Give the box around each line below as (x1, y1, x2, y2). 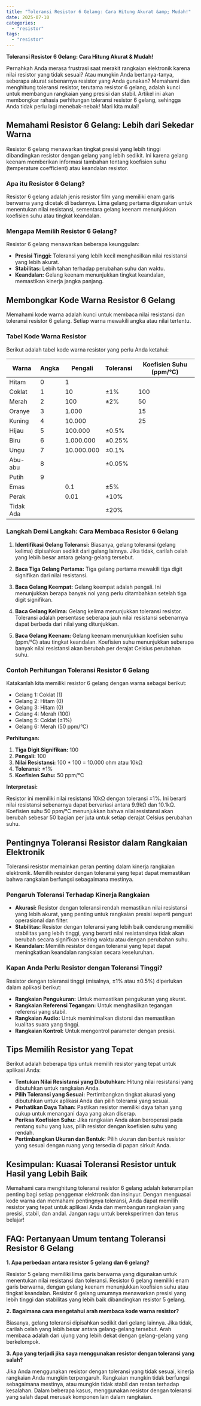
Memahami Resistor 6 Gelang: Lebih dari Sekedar (6, 120, 194, 131)
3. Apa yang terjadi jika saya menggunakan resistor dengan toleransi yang (6, 1350, 195, 1357)
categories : (6, 20, 36, 26)
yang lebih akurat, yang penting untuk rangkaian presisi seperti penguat (14, 911, 193, 918)
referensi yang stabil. (14, 1008, 67, 1015)
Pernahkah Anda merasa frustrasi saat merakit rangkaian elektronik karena (6, 65, 190, 72)
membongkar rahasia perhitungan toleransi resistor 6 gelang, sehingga (6, 96, 181, 104)
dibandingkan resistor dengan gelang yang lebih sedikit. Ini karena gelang (6, 151, 188, 159)
